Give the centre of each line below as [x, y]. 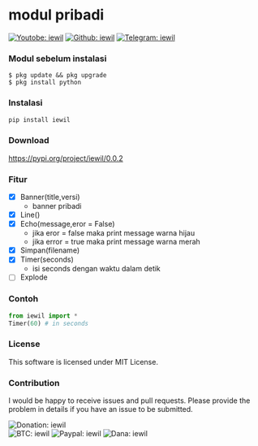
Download [29, 141]
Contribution [34, 383]
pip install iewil [39, 119]
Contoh [24, 299]
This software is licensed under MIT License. [83, 362]
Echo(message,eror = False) [67, 224]
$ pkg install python [45, 83]
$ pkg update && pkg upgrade [58, 76]
